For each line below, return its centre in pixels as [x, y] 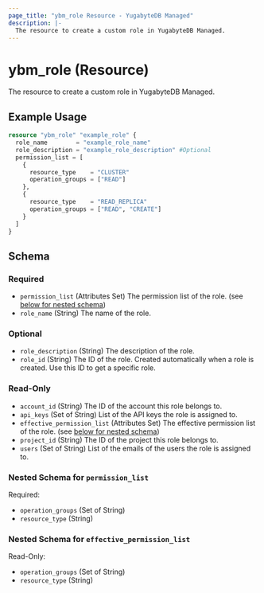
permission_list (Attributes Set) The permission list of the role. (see [132, 296]
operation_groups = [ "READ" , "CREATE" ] [95, 209]
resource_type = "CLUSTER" [79, 172]
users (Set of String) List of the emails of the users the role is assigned [135, 448]
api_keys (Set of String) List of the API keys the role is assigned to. [129, 414]
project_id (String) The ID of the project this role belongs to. [119, 439]
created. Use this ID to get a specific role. [88, 368]
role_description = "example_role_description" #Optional [114, 150]
